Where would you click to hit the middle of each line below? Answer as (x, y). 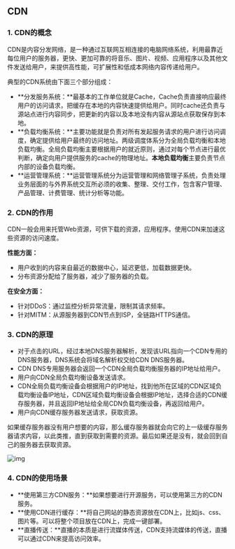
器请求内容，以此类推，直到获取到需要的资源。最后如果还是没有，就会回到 (114, 436)
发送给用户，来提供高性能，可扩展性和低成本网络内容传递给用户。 (108, 66)
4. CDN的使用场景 (37, 478)
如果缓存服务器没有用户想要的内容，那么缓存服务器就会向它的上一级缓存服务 (117, 427)
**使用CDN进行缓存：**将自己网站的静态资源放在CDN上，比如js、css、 (121, 512)
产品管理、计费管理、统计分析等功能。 (72, 192)
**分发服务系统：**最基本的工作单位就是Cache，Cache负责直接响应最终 (122, 97)
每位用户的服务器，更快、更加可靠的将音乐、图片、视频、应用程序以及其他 (114, 58)
